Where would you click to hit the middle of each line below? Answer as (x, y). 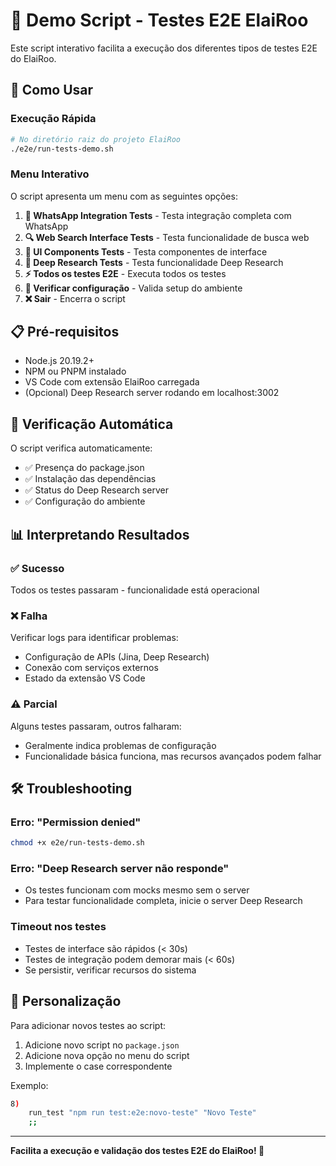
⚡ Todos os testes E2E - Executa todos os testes (125, 273)
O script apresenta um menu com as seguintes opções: (124, 196)
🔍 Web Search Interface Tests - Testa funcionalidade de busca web (167, 237)
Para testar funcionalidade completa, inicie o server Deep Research (163, 901)
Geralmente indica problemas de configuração (120, 745)
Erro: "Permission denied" (76, 822)
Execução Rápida (53, 119)
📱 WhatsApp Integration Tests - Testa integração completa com (158, 215)
